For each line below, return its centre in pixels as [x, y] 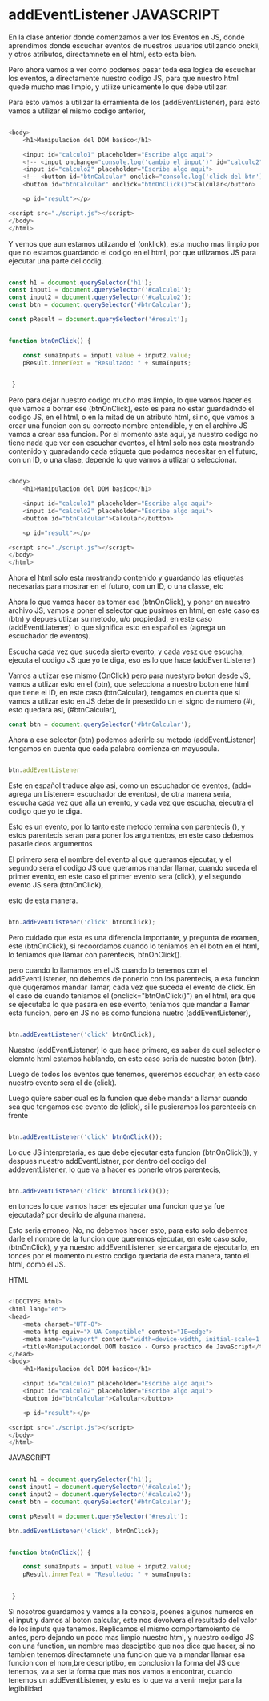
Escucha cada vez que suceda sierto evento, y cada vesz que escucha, [126, 651]
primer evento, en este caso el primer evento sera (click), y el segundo [125, 876]
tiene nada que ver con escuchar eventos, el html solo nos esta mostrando [131, 443]
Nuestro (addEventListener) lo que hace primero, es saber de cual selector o [134, 1050]
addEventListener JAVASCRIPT [114, 15]
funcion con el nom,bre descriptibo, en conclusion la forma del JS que [124, 1662]
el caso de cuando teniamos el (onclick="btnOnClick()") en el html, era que [132, 995]
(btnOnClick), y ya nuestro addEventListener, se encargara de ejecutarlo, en [134, 1247]
